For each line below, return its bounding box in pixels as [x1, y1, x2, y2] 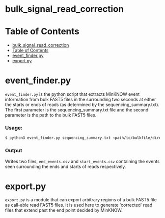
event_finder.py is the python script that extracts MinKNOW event [5, 91, 140, 97]
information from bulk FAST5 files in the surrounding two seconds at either [5, 97, 156, 103]
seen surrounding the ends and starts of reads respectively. [5, 163, 126, 169]
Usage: [5, 124, 23, 131]
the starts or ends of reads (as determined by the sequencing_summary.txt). [5, 102, 160, 108]
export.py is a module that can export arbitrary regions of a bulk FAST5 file [5, 197, 157, 203]
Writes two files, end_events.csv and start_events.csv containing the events [5, 158, 160, 164]
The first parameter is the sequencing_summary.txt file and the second [5, 107, 149, 113]
